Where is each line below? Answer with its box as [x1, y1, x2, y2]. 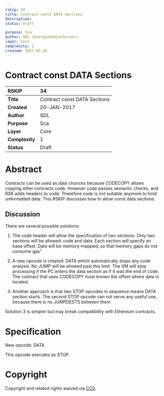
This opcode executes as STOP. [5, 352, 70, 358]
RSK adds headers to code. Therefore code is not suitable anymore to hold [5, 191, 157, 197]
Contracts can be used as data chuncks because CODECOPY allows [5, 180, 144, 186]
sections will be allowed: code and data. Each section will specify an [12, 238, 151, 244]
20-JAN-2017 [40, 104, 75, 111]
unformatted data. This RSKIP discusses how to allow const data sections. [5, 196, 156, 201]
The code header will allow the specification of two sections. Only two [12, 233, 155, 238]
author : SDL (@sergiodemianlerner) [5, 35, 78, 40]
